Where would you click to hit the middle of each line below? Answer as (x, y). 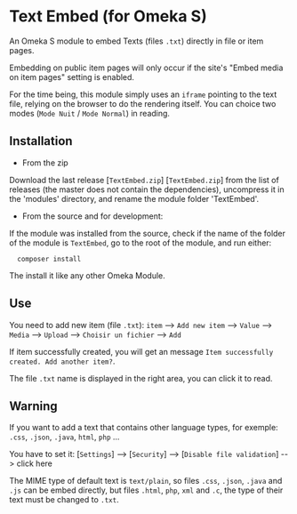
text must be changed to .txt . (64, 500)
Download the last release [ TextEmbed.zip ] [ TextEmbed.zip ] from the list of (144, 180)
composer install (49, 259)
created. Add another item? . (62, 361)
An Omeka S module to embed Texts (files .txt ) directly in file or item (136, 41)
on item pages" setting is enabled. (72, 76)
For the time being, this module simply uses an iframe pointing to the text (143, 94)
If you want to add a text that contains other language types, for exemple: (144, 428)
